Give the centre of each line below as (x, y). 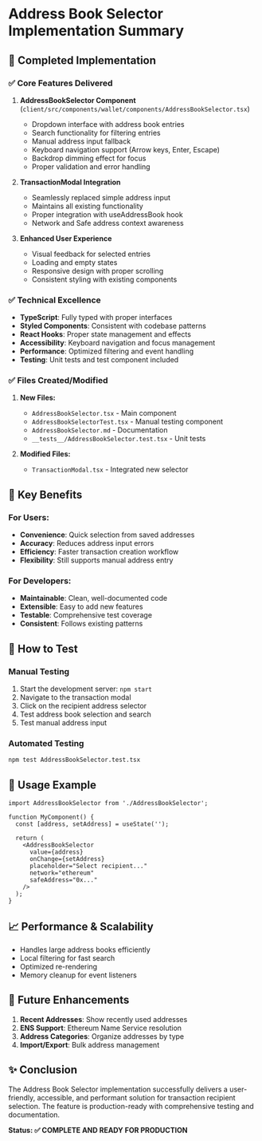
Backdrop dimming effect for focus (89, 158)
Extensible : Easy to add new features (81, 606)
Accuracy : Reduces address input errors (87, 543)
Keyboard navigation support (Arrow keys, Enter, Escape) (126, 149)
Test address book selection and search (85, 714)
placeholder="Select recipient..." (88, 867)
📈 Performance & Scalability (81, 926)
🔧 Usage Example (53, 785)
